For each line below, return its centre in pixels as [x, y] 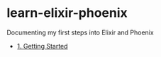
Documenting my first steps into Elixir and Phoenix [80, 32]
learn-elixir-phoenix [67, 13]
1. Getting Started [42, 46]
